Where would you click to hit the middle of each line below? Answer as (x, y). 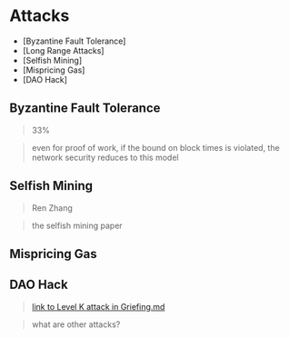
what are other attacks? (76, 324)
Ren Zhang (52, 208)
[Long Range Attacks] (63, 50)
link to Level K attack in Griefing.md (98, 306)
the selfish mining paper (77, 225)
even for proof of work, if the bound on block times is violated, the (155, 147)
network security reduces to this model (105, 157)
